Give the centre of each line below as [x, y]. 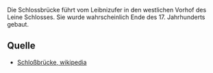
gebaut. [18, 24]
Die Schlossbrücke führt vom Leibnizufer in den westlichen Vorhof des [107, 10]
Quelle [21, 46]
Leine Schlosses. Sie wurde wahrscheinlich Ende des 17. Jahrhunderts [106, 17]
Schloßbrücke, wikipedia [52, 62]
